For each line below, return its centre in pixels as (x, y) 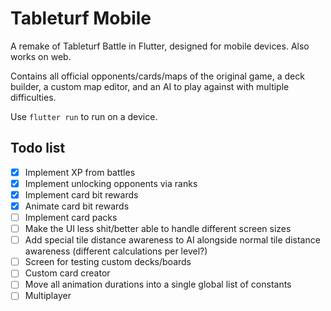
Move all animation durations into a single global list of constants (158, 284)
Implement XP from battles (80, 172)
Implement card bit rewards (81, 194)
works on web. (41, 56)
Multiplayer (48, 296)
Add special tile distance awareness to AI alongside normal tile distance (172, 240)
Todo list (38, 148)
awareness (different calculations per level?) (116, 251)
